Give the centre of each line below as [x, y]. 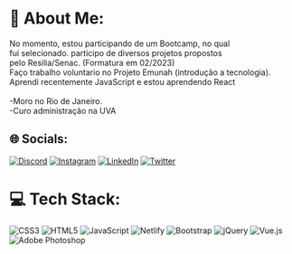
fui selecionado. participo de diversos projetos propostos [116, 52]
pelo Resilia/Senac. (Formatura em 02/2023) [92, 62]
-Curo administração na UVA [63, 110]
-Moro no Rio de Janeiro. [56, 101]
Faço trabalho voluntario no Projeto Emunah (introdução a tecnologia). [140, 72]
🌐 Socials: [39, 139]
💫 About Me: [57, 19]
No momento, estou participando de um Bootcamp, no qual [120, 43]
